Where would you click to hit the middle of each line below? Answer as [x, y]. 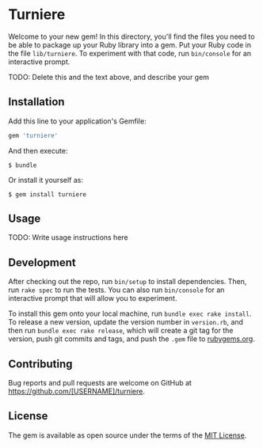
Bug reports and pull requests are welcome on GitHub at [100, 383]
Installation [36, 102]
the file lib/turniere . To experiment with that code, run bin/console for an [130, 53]
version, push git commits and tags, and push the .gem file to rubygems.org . [132, 339]
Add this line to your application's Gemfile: [77, 121]
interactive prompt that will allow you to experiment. [93, 298]
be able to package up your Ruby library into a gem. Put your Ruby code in [130, 44]
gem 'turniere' [33, 135]
